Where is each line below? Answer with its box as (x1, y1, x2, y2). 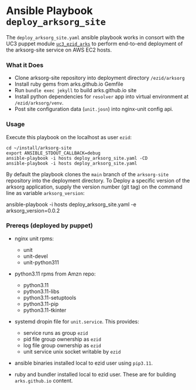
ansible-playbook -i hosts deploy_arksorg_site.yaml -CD (6, 155, 148, 161)
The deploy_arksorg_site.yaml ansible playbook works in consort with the (6, 33, 185, 41)
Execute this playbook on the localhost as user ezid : (6, 133, 132, 140)
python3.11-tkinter (23, 307, 67, 314)
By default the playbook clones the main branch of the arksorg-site (6, 170, 169, 177)
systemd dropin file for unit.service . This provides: (14, 318, 139, 325)
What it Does (6, 60, 44, 69)
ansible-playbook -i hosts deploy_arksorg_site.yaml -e (6, 201, 136, 208)
